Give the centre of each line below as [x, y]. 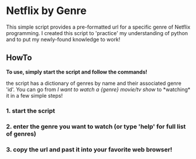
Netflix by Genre [46, 11]
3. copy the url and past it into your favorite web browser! [89, 149]
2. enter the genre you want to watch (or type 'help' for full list [96, 126]
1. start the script [31, 110]
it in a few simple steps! [35, 95]
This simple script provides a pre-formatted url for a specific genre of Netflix [98, 27]
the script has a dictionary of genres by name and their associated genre [94, 83]
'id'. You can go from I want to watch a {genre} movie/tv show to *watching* [98, 89]
